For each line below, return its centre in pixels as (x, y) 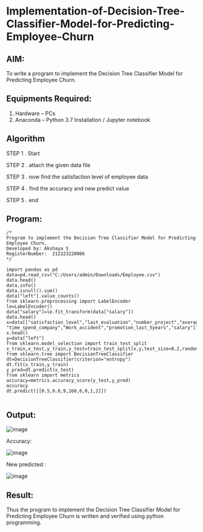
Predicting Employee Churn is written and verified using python (85, 516)
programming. (24, 522)
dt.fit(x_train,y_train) (37, 365)
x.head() (17, 333)
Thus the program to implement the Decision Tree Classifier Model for (93, 510)
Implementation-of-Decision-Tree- (96, 11)
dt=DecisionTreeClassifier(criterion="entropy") (69, 359)
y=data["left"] (25, 338)
